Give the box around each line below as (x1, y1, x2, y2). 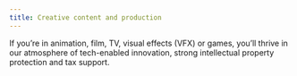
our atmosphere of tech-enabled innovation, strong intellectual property (9, 46, 275, 58)
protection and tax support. (9, 56, 110, 67)
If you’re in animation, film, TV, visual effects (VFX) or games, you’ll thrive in (9, 38, 289, 48)
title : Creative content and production (9, 13, 163, 22)
